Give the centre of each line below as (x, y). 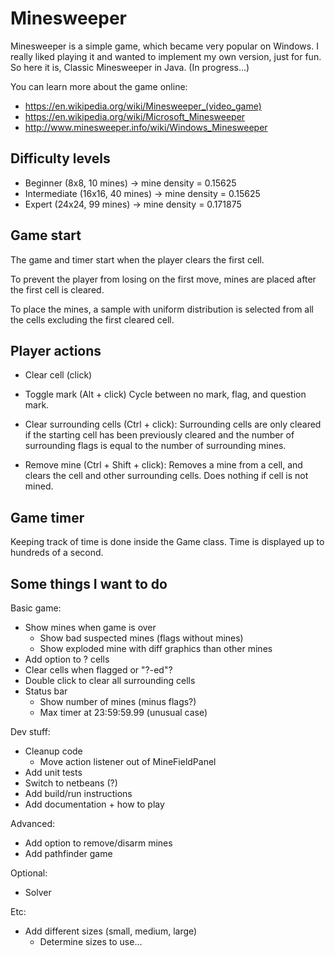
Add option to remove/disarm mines (98, 843)
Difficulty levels (60, 158)
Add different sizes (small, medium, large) (111, 931)
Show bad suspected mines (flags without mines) (141, 638)
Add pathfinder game (68, 853)
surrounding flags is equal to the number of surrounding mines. (155, 446)
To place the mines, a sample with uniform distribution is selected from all (162, 309)
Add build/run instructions (78, 793)
